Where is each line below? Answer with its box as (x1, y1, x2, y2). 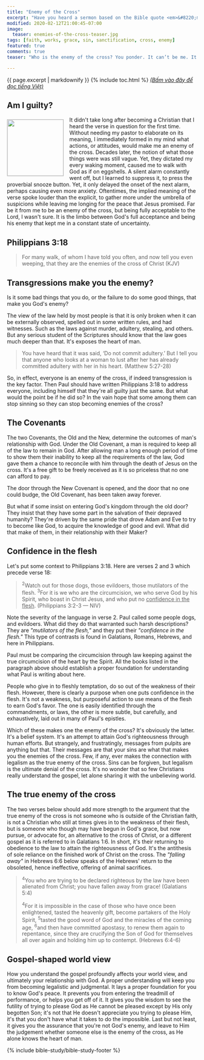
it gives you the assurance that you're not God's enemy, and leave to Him (7, 1022, 189, 1030)
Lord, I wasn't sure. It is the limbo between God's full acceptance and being (7, 213, 196, 221)
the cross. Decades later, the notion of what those (69, 148, 194, 156)
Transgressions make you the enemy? (7, 277, 154, 288)
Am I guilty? (7, 100, 53, 111)
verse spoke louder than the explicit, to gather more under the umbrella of (7, 194, 191, 201)
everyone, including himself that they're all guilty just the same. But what (7, 387, 188, 395)
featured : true (7, 43, 45, 49)
